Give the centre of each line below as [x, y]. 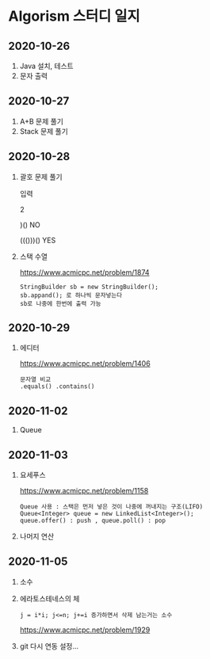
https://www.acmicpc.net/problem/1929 [85, 630]
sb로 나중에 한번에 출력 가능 [60, 303]
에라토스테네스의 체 [50, 598]
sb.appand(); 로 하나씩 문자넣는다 [71, 295]
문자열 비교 [35, 380]
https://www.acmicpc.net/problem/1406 [85, 364]
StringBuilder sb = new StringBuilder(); [89, 287]
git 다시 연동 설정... [49, 646]
